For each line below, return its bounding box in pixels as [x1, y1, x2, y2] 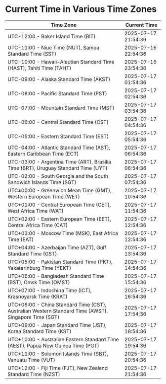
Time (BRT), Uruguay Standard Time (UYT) [7, 164, 108, 171]
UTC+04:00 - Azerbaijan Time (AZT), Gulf [7, 244, 106, 251]
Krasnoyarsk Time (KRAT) [7, 293, 68, 300]
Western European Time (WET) [7, 193, 80, 200]
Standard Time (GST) [7, 250, 57, 257]
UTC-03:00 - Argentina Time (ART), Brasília [7, 158, 111, 165]
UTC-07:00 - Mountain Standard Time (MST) [7, 104, 115, 111]
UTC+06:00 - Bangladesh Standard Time [7, 272, 104, 279]
